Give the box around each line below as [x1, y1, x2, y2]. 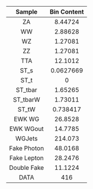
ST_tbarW [12, 96, 40, 103]
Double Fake [9, 164, 44, 172]
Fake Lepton [9, 154, 44, 162]
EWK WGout [9, 125, 44, 133]
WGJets [15, 135, 38, 142]
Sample [15, 8, 37, 16]
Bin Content [49, 8, 84, 16]
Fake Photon [9, 144, 44, 152]
